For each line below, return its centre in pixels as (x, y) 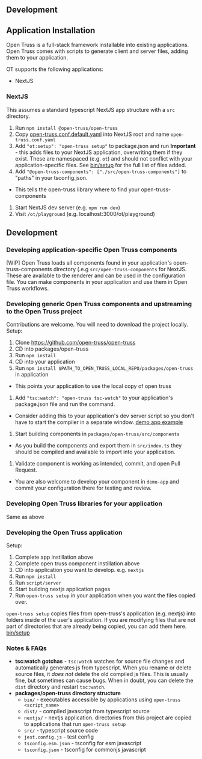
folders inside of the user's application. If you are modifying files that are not (101, 620)
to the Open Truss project (44, 312)
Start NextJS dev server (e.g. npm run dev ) (67, 207)
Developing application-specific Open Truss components (92, 250)
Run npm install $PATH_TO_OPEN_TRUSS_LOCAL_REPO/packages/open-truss (104, 368)
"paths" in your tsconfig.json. (51, 177)
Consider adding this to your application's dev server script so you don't (104, 416)
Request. (26, 470)
